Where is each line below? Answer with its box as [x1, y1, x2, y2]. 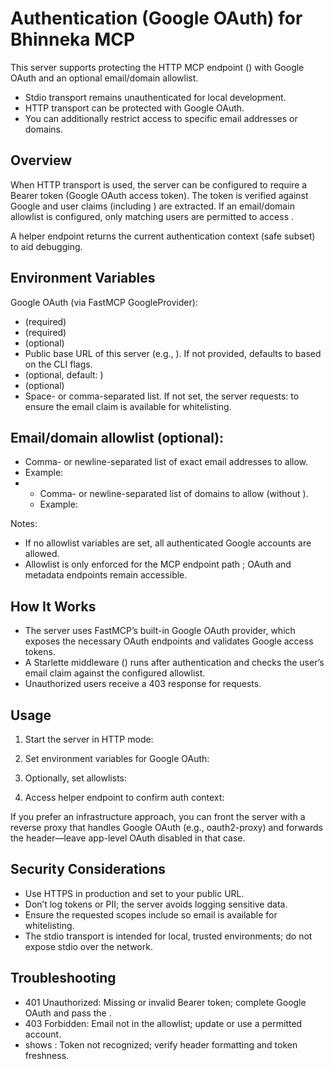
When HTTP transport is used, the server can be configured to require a [10, 178, 308, 191]
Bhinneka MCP [10, 28, 136, 51]
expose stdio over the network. [24, 940, 153, 952]
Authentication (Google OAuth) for [10, 7, 303, 30]
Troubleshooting [10, 970, 117, 987]
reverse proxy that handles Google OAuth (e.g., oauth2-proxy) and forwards [10, 822, 323, 833]
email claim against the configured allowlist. [24, 667, 206, 679]
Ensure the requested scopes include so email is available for [24, 908, 278, 921]
